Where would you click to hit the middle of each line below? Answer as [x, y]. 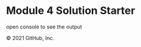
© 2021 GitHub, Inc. [30, 38]
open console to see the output [44, 27]
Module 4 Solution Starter [71, 11]
